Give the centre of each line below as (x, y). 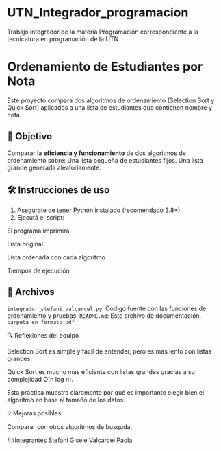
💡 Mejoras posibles (34, 413)
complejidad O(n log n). (40, 380)
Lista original (25, 244)
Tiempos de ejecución (38, 270)
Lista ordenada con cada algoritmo (56, 257)
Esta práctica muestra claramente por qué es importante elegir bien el (106, 393)
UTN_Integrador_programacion (98, 13)
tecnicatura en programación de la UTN (63, 38)
